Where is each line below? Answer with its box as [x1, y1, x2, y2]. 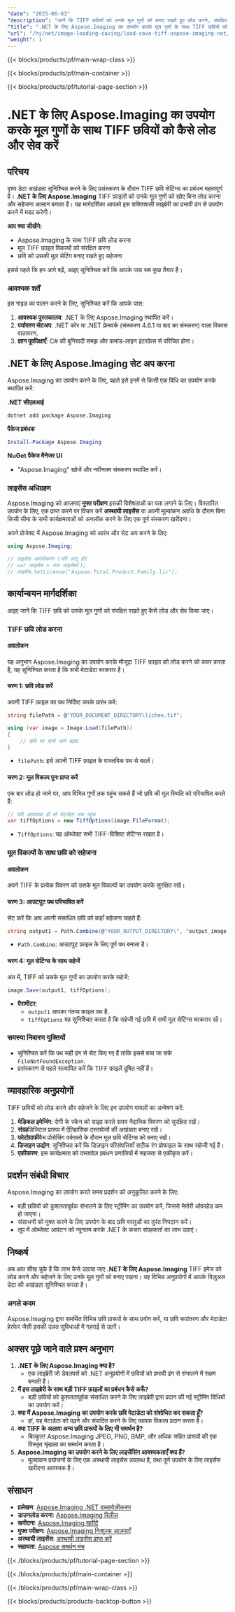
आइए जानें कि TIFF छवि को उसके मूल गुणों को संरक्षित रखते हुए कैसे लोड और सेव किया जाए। [7, 606, 214, 615]
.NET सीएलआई [7, 398, 44, 406]
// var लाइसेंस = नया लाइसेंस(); [7, 562, 87, 569]
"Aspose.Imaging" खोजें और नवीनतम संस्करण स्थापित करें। [17, 465, 162, 473]
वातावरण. [17, 329, 38, 338]
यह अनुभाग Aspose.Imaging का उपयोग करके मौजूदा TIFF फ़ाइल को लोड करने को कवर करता [7, 657, 226, 666]
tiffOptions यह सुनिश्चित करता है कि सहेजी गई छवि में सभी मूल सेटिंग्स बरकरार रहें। [27, 1015, 222, 1023]
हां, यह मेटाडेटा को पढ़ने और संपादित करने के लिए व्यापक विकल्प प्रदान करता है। [27, 1417, 204, 1425]
